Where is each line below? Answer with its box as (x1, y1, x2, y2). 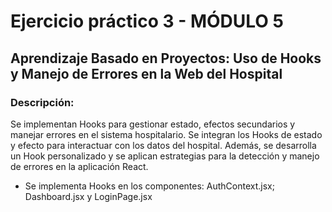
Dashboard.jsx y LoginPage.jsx (24, 190, 153, 202)
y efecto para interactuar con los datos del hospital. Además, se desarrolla (10, 139, 317, 151)
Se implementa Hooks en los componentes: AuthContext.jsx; (24, 180, 275, 192)
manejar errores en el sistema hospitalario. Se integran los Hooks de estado (10, 128, 323, 140)
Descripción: (10, 95, 75, 109)
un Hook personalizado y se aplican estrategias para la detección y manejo (10, 150, 320, 162)
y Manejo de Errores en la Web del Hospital (10, 65, 283, 82)
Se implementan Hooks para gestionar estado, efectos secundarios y (10, 118, 296, 130)
